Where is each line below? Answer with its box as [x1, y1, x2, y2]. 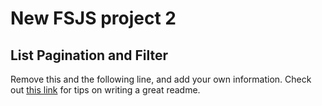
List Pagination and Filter [10, 47, 169, 64]
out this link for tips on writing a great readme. [10, 84, 201, 96]
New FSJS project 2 [10, 7, 177, 30]
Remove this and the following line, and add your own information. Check [10, 73, 312, 85]
